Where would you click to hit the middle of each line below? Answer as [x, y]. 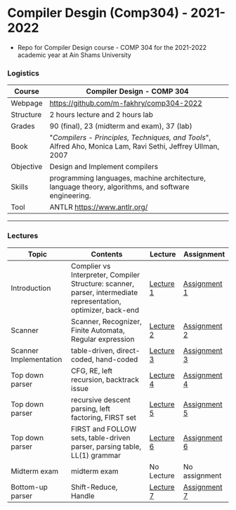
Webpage [27, 104]
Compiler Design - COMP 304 [137, 92]
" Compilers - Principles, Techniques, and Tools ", [130, 137]
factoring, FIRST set [104, 417]
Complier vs [91, 266]
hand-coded [117, 359]
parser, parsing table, [106, 447]
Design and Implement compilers [104, 167]
